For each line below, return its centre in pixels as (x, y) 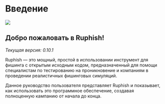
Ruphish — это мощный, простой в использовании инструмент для (77, 59)
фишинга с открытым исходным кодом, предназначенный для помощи (81, 65)
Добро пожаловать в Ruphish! (55, 38)
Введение (27, 9)
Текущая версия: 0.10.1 (29, 50)
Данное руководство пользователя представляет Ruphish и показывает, (83, 85)
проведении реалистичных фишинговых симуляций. (61, 75)
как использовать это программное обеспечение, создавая (69, 90)
